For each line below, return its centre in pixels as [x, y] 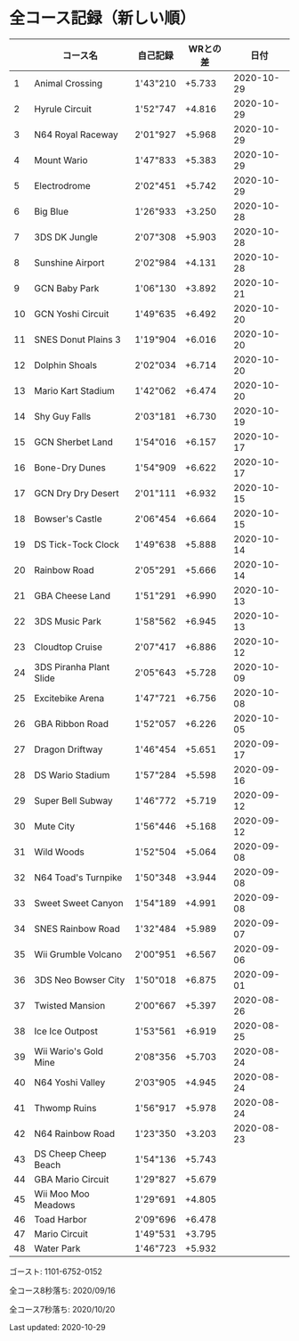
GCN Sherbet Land [73, 442]
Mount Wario [61, 159]
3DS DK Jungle [66, 237]
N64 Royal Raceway [76, 135]
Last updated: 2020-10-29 [58, 1327]
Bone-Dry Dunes [70, 467]
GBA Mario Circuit [72, 1179]
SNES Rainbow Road [77, 928]
